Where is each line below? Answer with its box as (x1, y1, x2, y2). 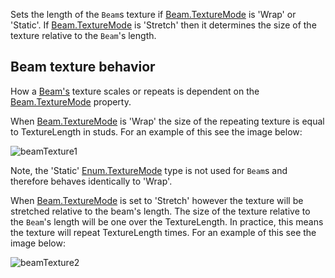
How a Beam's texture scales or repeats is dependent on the (10, 85, 260, 97)
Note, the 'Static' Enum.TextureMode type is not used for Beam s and (10, 164, 288, 176)
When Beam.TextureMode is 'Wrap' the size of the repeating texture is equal (10, 115, 325, 127)
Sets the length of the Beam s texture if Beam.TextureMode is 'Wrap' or (10, 9, 297, 20)
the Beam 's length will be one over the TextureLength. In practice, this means (10, 215, 324, 228)
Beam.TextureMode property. (10, 95, 132, 108)
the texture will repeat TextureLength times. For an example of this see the (10, 226, 317, 238)
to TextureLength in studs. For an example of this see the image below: (10, 125, 303, 138)
